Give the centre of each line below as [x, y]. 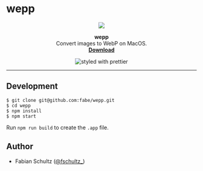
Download [101, 50]
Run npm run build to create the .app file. [57, 127]
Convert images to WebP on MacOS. [101, 43]
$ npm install [24, 111]
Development [32, 86]
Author [20, 146]
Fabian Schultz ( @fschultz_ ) [50, 161]
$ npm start [21, 116]
